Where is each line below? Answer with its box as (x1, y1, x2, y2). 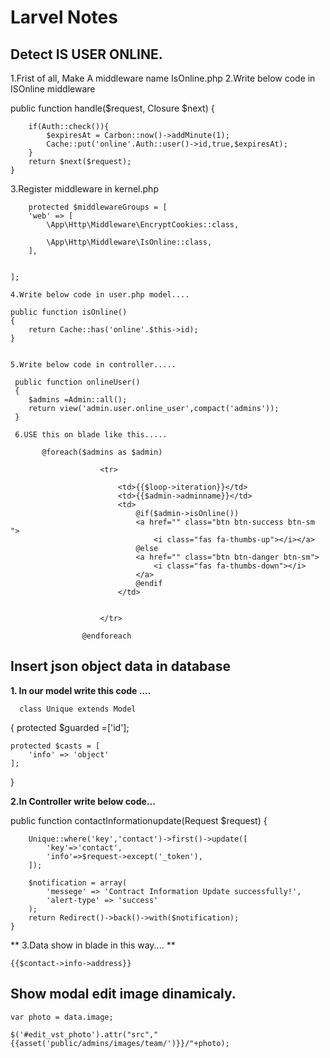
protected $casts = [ (10, 741, 101, 751)
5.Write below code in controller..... (10, 360, 177, 370)
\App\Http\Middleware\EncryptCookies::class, (46, 220, 240, 230)
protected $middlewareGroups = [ (28, 202, 168, 212)
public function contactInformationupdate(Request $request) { (10, 814, 268, 826)
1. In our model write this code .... (10, 684, 152, 696)
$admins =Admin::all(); (28, 395, 128, 405)
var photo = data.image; (10, 1012, 114, 1022)
